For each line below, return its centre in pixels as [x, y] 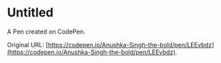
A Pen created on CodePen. [46, 32]
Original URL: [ [28, 45]
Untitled [30, 13]
